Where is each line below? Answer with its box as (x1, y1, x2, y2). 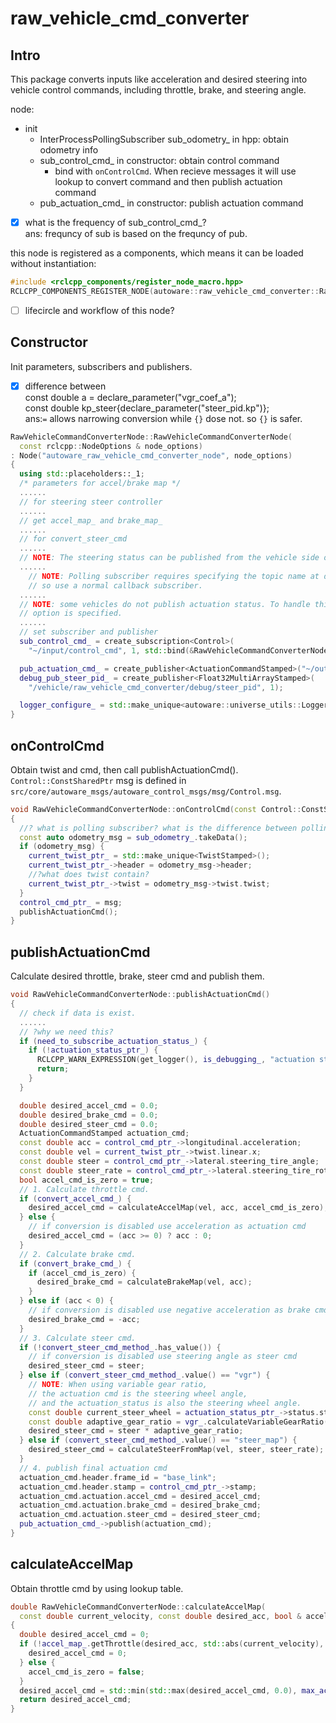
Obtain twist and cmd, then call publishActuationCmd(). (10, 763, 239, 776)
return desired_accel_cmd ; (19, 1695, 132, 1705)
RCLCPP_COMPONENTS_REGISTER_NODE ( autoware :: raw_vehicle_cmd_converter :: (10, 286, 320, 296)
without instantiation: (10, 258, 97, 270)
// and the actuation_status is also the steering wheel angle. (28, 1398, 302, 1408)
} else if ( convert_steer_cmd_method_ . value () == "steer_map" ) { (19, 1435, 298, 1446)
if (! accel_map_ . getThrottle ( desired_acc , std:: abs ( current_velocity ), (19, 1639, 325, 1649)
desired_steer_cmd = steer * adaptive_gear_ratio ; (28, 1426, 244, 1436)
